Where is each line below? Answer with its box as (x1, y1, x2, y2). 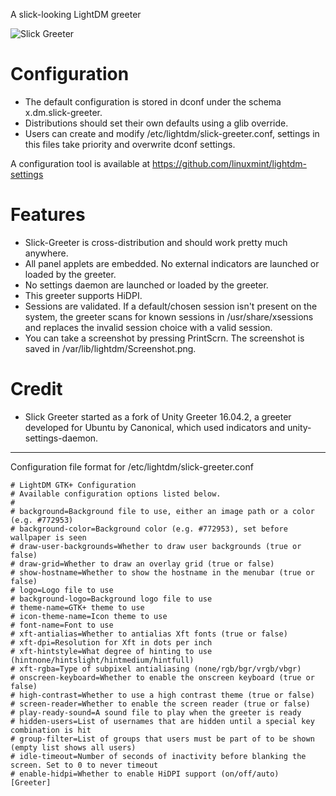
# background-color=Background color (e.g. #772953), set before (10, 524, 288, 534)
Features (10, 204, 86, 226)
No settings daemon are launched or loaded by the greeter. (24, 279, 269, 291)
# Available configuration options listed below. (10, 489, 222, 499)
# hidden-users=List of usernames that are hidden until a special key (10, 716, 315, 726)
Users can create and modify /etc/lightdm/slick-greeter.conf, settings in (24, 127, 320, 139)
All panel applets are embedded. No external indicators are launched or (24, 257, 320, 269)
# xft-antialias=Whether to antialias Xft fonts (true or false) (10, 629, 288, 639)
